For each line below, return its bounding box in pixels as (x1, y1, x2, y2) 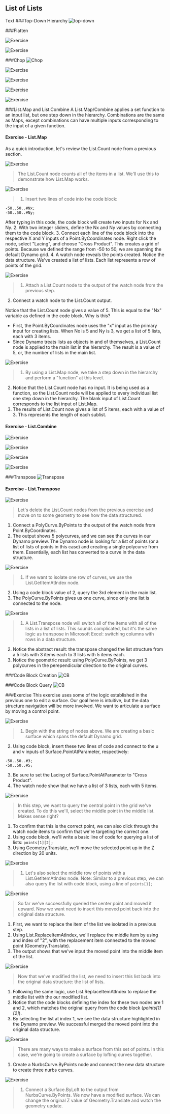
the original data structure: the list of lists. (17, 979, 105, 985)
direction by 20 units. (12, 850, 57, 856)
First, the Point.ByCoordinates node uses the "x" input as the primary (12, 323, 157, 329)
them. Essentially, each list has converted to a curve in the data (12, 549, 145, 555)
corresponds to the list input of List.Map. (12, 401, 98, 407)
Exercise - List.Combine (5, 423, 57, 429)
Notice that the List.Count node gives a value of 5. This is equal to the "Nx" (5, 308, 162, 314)
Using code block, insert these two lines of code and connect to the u (12, 743, 159, 749)
